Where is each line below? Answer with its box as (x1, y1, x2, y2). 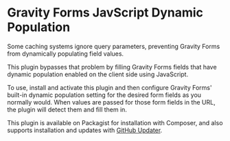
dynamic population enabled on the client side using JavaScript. (7, 70, 189, 78)
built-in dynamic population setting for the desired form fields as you (7, 91, 201, 99)
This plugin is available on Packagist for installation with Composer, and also (7, 118, 223, 127)
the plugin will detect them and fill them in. (7, 105, 127, 113)
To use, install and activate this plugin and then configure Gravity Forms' (7, 83, 212, 91)
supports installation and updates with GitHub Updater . (7, 126, 163, 134)
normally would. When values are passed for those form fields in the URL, (7, 98, 216, 106)
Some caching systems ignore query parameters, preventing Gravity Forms (7, 42, 220, 50)
